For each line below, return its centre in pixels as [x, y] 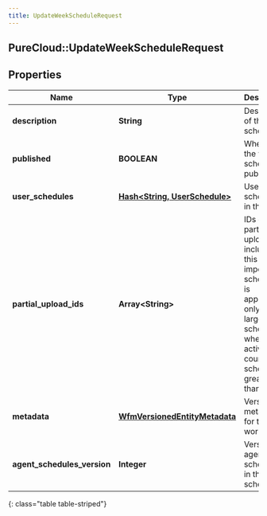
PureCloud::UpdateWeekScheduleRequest [116, 48]
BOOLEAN [138, 158]
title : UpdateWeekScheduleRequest [66, 16]
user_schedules [43, 196]
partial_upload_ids [48, 303]
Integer [132, 464]
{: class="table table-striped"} [58, 503]
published [32, 158]
